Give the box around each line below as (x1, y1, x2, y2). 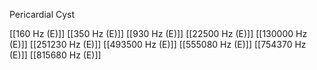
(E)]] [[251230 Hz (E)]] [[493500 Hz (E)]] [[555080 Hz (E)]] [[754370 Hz (9, 39, 307, 50)
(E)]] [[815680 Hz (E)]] (9, 49, 102, 61)
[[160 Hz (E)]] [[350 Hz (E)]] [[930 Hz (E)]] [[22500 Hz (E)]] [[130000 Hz (9, 28, 308, 39)
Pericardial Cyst (9, 9, 76, 20)
